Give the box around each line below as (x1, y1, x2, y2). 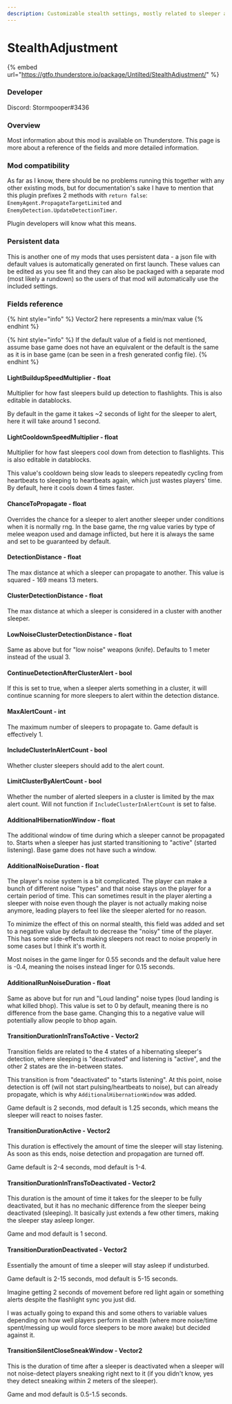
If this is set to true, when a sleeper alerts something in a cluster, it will (7, 684, 207, 692)
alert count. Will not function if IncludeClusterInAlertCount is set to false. (7, 800, 217, 809)
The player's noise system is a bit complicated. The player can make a (7, 877, 207, 885)
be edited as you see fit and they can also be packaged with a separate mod (7, 267, 224, 276)
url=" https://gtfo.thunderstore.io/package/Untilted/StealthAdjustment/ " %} (7, 70, 220, 78)
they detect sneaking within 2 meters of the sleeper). (7, 1376, 158, 1385)
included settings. (7, 282, 58, 290)
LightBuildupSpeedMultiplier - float (7, 373, 111, 381)
